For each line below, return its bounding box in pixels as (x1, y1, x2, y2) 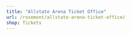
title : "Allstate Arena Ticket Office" (6, 8, 107, 15)
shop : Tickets (6, 20, 42, 26)
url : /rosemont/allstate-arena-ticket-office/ (6, 14, 126, 20)
